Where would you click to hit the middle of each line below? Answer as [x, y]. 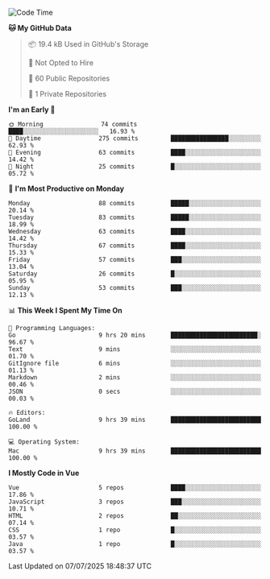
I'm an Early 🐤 [32, 110]
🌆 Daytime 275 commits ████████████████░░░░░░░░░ [135, 139]
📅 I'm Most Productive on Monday [66, 188]
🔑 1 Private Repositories [67, 94]
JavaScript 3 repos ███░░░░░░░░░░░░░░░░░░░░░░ [135, 502]
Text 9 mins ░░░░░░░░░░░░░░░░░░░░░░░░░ [135, 349]
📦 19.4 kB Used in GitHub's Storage [88, 44]
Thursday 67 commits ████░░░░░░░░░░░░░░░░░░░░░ [135, 246]
